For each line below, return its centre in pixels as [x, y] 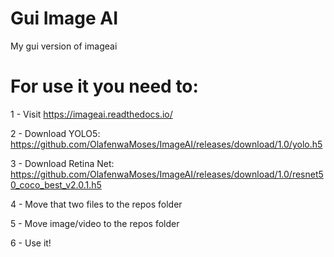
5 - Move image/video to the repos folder [95, 223]
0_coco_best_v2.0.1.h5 [56, 184]
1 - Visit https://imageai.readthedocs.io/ [91, 114]
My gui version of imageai [64, 46]
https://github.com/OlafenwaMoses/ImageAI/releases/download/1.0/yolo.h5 [166, 144]
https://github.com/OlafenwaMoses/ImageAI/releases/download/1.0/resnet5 [167, 174]
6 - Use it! [31, 243]
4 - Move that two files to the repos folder [96, 204]
